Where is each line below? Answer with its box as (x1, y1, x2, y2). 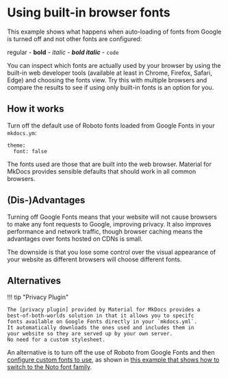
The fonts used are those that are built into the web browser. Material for (7, 160, 212, 168)
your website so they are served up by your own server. (7, 331, 173, 338)
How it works (7, 103, 64, 115)
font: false (13, 147, 48, 155)
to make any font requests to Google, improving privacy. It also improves (7, 220, 212, 228)
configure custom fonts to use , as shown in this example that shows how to (7, 355, 220, 364)
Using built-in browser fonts (7, 5, 170, 21)
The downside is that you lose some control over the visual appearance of (7, 248, 216, 256)
